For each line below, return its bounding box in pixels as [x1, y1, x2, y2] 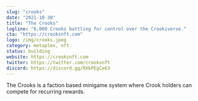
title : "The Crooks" [6, 20, 59, 26]
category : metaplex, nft [6, 43, 69, 49]
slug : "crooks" [6, 8, 45, 15]
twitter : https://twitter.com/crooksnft [6, 59, 111, 65]
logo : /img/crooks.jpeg [6, 37, 67, 43]
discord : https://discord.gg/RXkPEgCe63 [6, 65, 111, 71]
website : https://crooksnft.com [6, 54, 88, 60]
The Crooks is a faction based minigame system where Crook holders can [6, 82, 192, 89]
